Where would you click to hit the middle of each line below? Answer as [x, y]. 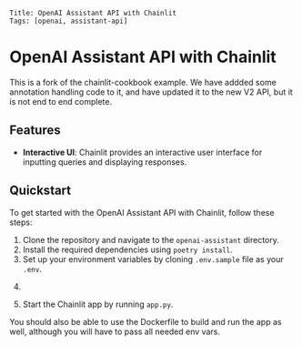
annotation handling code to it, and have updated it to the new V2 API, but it [151, 92]
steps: [21, 222]
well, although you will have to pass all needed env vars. [115, 331]
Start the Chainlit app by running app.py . [98, 304]
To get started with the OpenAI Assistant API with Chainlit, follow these [142, 212]
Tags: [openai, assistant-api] [69, 21]
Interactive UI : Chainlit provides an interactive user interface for [142, 152]
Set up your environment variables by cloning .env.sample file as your [153, 259]
